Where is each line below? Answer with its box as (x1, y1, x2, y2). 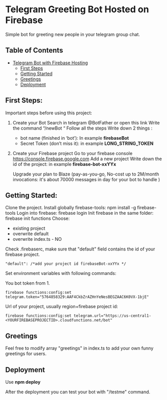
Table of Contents (5, 46, 64, 55)
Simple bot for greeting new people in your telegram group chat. (5, 31, 140, 37)
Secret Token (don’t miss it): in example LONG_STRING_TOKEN (20, 140, 154, 146)
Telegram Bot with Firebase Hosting (12, 60, 88, 66)
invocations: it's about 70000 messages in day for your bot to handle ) (12, 176, 160, 182)
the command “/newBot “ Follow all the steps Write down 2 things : (12, 125, 153, 131)
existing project (12, 226, 45, 232)
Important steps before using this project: (5, 110, 93, 116)
